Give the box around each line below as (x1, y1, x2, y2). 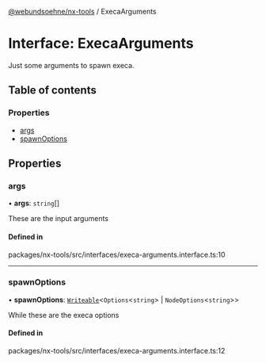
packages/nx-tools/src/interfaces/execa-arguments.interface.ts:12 (8, 346, 226, 356)
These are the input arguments (8, 214, 109, 224)
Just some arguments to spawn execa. (8, 60, 135, 70)
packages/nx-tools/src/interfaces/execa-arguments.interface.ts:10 (8, 250, 226, 259)
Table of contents (8, 83, 97, 97)
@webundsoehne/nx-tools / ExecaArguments (8, 7, 157, 16)
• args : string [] (8, 198, 60, 208)
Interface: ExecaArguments (8, 35, 194, 52)
